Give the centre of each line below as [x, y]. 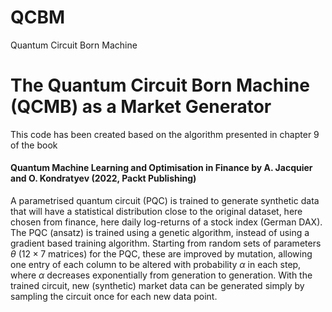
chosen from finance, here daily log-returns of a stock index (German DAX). [166, 222]
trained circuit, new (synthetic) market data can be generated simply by [157, 286]
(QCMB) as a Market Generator [141, 107]
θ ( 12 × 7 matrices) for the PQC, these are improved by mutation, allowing [161, 254]
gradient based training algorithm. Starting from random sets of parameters [166, 243]
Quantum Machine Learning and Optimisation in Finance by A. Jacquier [161, 168]
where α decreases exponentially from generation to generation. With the [161, 275]
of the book [34, 145]
